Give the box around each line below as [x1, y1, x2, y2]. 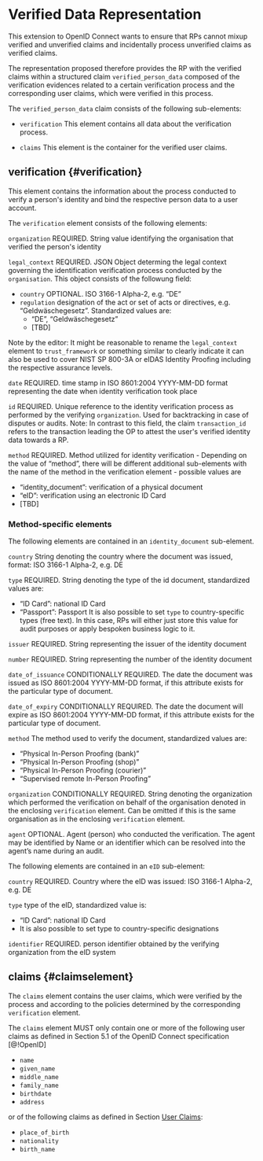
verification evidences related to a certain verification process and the [8, 80, 236, 90]
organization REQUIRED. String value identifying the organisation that [8, 234, 234, 243]
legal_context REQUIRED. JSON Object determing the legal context [8, 257, 227, 267]
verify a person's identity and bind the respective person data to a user [8, 194, 238, 204]
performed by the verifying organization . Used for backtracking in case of [8, 410, 249, 419]
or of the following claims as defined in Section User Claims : [8, 1111, 203, 1122]
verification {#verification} [8, 165, 143, 179]
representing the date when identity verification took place [8, 386, 198, 396]
